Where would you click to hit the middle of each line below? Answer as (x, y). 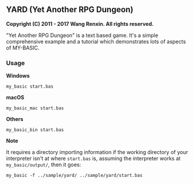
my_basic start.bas (30, 87)
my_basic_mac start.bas (35, 108)
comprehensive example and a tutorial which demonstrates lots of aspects (96, 41)
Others (15, 119)
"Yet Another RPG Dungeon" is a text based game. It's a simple (82, 35)
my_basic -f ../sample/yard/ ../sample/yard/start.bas (74, 176)
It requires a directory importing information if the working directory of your (97, 152)
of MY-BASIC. (23, 48)
